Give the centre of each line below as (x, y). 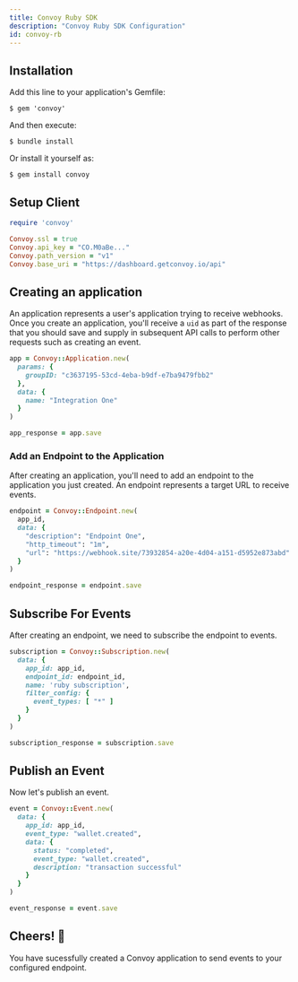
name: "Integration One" (72, 400)
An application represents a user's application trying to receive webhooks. (146, 314)
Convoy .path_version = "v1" (62, 256)
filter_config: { (58, 693)
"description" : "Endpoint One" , (85, 536)
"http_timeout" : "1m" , (68, 544)
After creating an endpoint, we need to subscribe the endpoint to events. (143, 635)
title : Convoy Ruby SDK (54, 17)
